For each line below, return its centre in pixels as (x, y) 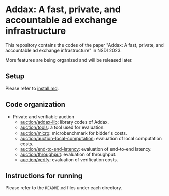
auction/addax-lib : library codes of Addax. (65, 122)
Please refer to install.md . (32, 88)
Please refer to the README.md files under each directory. (64, 188)
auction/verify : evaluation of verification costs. (69, 160)
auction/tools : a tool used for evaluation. (63, 127)
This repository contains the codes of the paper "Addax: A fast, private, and (85, 45)
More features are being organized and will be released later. (69, 60)
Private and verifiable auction (44, 117)
